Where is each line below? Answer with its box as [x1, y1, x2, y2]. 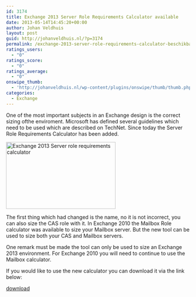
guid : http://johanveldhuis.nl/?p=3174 [6, 36, 103, 42]
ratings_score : [6, 57, 43, 63]
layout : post [6, 30, 38, 36]
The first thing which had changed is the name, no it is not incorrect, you [6, 213, 181, 220]
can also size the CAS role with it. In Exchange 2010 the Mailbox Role [6, 220, 172, 227]
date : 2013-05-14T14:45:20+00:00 [6, 19, 87, 25]
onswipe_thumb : [6, 80, 43, 85]
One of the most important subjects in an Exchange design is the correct [6, 112, 181, 119]
